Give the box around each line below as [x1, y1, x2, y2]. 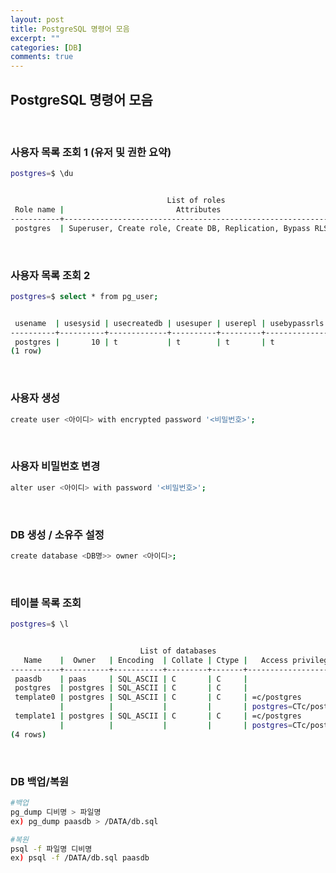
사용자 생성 [10, 391, 61, 405]
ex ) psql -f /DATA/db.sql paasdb [10, 853, 150, 863]
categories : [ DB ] [10, 42, 83, 53]
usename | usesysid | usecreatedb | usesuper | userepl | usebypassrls [14, 318, 325, 328]
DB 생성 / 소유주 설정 [10, 527, 105, 541]
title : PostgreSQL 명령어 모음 [10, 24, 130, 34]
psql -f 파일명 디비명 [10, 844, 93, 854]
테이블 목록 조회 [10, 596, 82, 610]
